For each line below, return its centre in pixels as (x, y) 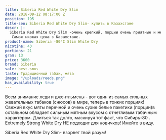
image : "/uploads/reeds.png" (35, 78)
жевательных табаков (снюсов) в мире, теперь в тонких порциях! (75, 102)
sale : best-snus (22, 69)
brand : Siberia (21, 64)
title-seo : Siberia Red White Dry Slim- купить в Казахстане (69, 23)
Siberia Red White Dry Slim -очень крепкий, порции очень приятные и (83, 32)
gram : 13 (14, 55)
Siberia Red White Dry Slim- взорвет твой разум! (56, 132)
